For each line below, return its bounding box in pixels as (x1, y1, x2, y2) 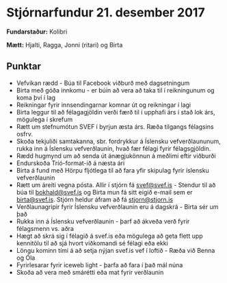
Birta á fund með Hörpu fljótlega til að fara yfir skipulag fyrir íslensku (16, 166, 209, 174)
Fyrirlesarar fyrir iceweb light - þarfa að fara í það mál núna (16, 260, 183, 269)
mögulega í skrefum (16, 115, 73, 123)
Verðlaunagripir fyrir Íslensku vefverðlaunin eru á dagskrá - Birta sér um (16, 202, 219, 210)
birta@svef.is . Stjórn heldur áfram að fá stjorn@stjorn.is (16, 195, 174, 204)
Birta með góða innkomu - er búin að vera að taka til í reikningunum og (16, 86, 215, 94)
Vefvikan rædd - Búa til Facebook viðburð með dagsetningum (16, 79, 190, 87)
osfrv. (16, 130, 34, 138)
